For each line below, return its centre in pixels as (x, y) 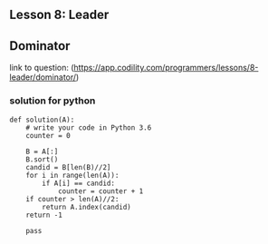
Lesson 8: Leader (59, 15)
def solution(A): (42, 120)
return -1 (44, 215)
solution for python (53, 101)
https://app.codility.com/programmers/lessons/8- (166, 68)
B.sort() (42, 159)
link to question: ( (42, 68)
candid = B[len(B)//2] (68, 167)
